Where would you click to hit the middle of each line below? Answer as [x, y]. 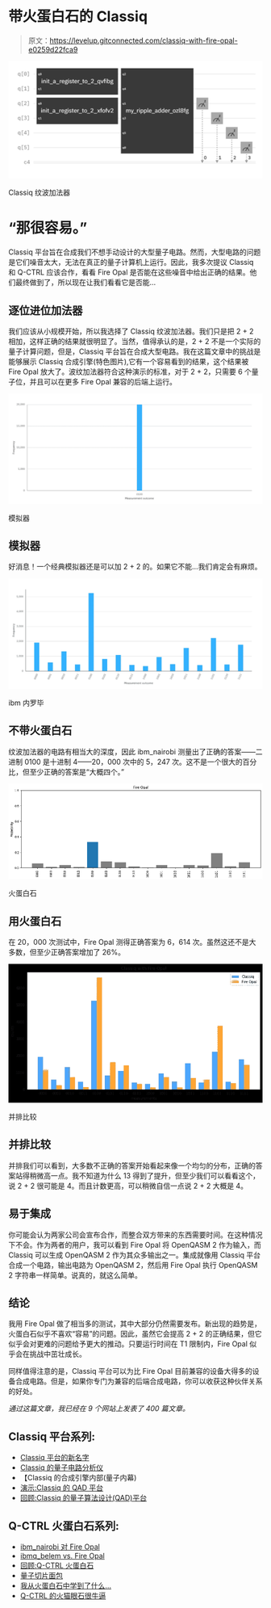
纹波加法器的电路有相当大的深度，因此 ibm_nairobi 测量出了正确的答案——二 [135, 751]
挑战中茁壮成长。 [58, 1354]
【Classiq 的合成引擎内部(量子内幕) [78, 1478]
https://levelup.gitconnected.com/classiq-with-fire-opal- [144, 40]
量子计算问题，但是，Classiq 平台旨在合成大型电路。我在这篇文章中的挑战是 [135, 351]
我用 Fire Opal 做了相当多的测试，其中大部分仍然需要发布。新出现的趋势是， [135, 1324]
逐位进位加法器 [46, 311]
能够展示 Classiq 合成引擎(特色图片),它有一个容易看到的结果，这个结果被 [129, 361]
